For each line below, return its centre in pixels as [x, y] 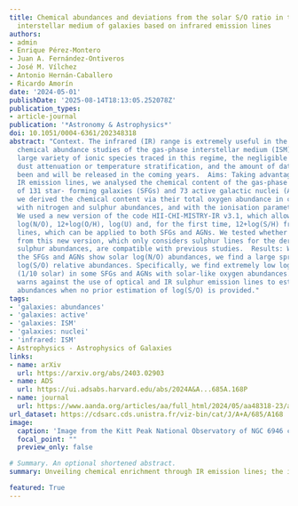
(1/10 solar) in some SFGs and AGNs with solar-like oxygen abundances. [154, 274]
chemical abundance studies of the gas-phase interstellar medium [142, 149]
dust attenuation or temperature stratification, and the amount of [146, 166]
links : [21, 357]
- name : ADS [31, 382]
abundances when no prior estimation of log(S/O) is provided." [138, 290]
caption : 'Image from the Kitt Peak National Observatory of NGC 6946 [150, 431]
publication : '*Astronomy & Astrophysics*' [91, 125]
